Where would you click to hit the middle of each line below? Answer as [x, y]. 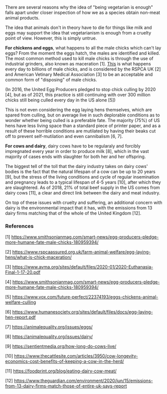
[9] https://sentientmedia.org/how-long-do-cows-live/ [61, 346]
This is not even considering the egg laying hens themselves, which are [79, 110]
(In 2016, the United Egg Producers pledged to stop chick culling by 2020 [81, 89]
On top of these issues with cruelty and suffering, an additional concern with [84, 202]
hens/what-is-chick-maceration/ [38, 257]
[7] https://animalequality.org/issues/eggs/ [49, 327]
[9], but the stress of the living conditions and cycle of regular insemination [82, 177]
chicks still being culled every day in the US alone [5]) [60, 100]
